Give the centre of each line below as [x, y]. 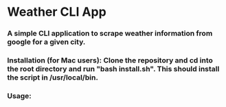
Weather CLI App [57, 12]
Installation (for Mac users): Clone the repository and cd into [110, 60]
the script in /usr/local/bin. [53, 78]
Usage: [20, 95]
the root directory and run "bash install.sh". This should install [113, 69]
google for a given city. [46, 42]
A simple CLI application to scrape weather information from [110, 34]
